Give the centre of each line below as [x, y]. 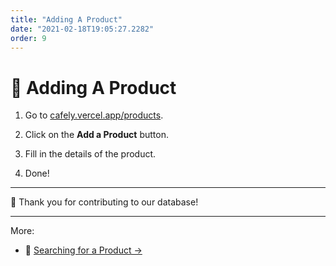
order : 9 [28, 38]
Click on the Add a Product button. [96, 135]
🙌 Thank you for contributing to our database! [104, 202]
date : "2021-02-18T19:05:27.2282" [82, 29]
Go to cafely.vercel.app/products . [94, 115]
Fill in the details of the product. [90, 154]
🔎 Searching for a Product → [83, 250]
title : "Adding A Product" [66, 19]
